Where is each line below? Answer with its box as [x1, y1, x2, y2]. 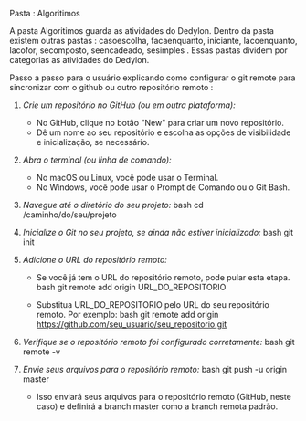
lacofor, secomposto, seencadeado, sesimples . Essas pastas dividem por [9, 45, 288, 56]
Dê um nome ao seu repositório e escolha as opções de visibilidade [36, 127, 291, 138]
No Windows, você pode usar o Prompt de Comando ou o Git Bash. [36, 182, 290, 193]
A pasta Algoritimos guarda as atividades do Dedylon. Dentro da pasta [9, 26, 274, 36]
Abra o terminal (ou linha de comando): [22, 154, 172, 165]
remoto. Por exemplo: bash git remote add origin [36, 310, 219, 320]
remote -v [22, 346, 61, 357]
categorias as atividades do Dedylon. [9, 55, 150, 65]
